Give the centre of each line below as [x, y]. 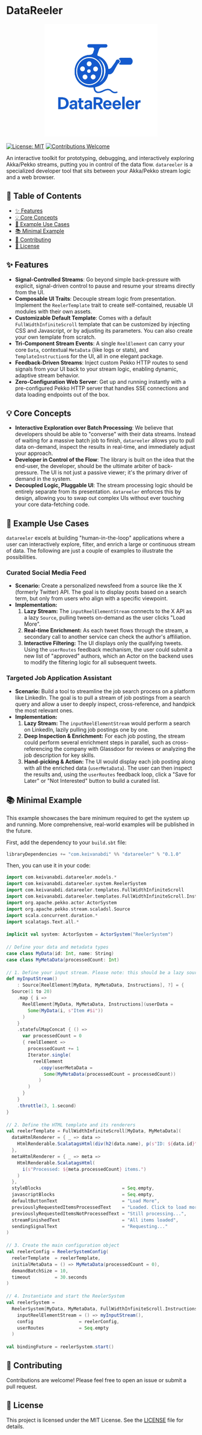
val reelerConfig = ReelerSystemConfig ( [58, 1252]
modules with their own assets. [53, 311]
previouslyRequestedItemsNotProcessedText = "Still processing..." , [99, 1214]
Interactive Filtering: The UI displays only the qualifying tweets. [103, 643]
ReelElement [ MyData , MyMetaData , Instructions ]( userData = [97, 1004]
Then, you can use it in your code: [49, 866]
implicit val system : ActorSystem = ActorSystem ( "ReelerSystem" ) [90, 934]
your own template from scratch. [55, 337]
